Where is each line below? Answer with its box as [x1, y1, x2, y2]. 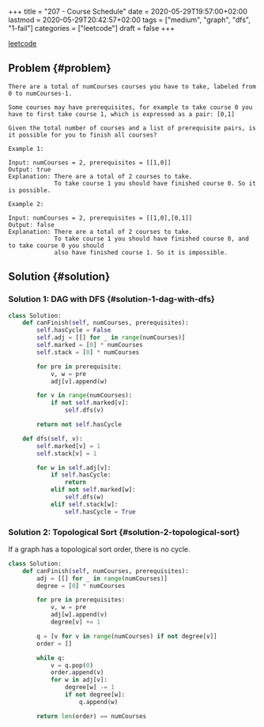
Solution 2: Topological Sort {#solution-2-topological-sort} [8, 526, 240, 537]
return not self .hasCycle [36, 420, 123, 428]
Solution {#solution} [8, 270, 111, 284]
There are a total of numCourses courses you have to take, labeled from [8, 82, 257, 90]
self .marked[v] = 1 [36, 442, 101, 450]
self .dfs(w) [64, 493, 104, 501]
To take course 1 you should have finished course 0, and [54, 235, 249, 243]
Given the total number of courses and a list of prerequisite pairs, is [8, 124, 257, 132]
